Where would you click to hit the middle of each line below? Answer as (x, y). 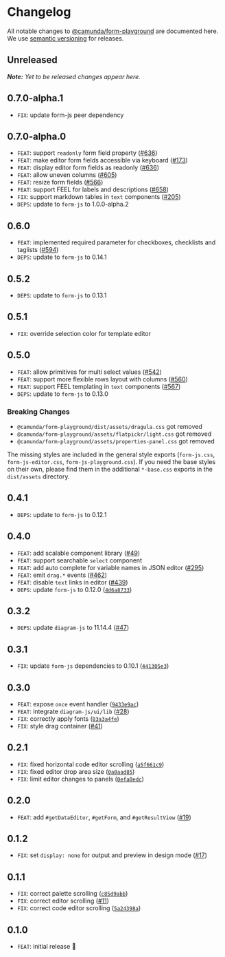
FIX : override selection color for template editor (84, 333)
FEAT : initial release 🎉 (47, 947)
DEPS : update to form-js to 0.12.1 (62, 514)
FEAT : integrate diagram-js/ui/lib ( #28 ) (73, 711)
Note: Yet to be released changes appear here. (74, 76)
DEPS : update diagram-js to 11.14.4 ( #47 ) (73, 628)
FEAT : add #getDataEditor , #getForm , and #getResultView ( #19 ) (104, 817)
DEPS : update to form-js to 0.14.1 (62, 257)
